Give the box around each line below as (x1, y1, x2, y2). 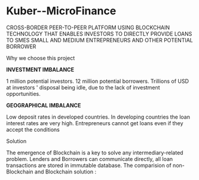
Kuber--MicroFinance (6, 4, 117, 18)
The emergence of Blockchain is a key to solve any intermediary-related (6, 149, 183, 156)
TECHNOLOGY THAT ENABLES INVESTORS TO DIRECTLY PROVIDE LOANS (6, 30, 192, 37)
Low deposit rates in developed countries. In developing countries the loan (6, 113, 190, 120)
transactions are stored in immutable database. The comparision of (6, 162, 172, 169)
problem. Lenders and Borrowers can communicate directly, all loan (6, 155, 173, 162)
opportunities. (6, 90, 41, 97)
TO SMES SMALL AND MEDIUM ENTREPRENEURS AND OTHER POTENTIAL (6, 36, 193, 44)
